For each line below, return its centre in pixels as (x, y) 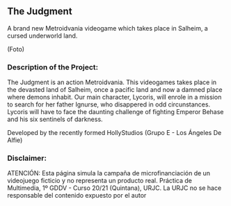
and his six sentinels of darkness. (55, 119)
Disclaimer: (27, 158)
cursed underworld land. (42, 35)
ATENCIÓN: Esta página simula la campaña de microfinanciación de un (109, 173)
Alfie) (15, 140)
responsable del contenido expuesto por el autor (77, 196)
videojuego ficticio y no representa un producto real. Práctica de (100, 181)
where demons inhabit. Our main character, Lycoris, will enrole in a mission (114, 97)
